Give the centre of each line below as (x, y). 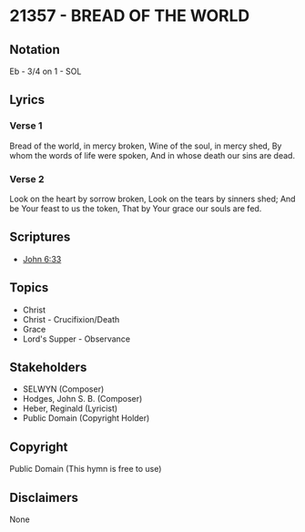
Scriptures (40, 237)
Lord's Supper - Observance (76, 339)
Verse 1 (26, 126)
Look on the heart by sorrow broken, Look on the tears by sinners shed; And (152, 199)
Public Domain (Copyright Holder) (86, 418)
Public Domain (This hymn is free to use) (86, 469)
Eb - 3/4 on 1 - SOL (46, 71)
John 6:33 (42, 259)
